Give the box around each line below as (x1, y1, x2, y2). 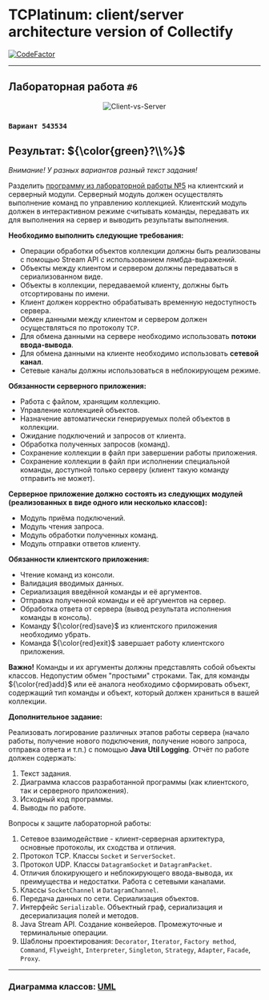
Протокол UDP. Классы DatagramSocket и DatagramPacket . (19, 859, 212, 869)
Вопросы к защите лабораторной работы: (8, 818, 152, 828)
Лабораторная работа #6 (8, 80, 139, 94)
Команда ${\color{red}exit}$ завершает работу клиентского (19, 639, 225, 648)
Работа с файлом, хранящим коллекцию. (19, 397, 161, 406)
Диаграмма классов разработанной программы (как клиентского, (19, 778, 250, 787)
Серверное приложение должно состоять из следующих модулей (8, 489, 243, 499)
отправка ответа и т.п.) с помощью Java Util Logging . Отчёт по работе (8, 745, 250, 754)
